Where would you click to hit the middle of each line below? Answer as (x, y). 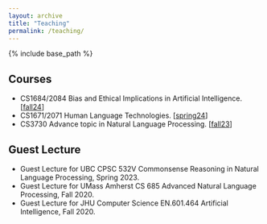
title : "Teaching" (39, 23)
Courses (30, 79)
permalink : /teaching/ (46, 31)
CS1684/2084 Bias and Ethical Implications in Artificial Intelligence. (131, 98)
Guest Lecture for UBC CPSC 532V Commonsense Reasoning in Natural (139, 169)
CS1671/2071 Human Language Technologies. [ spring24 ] (114, 116)
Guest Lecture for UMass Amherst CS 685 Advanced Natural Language (138, 186)
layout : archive (35, 16)
